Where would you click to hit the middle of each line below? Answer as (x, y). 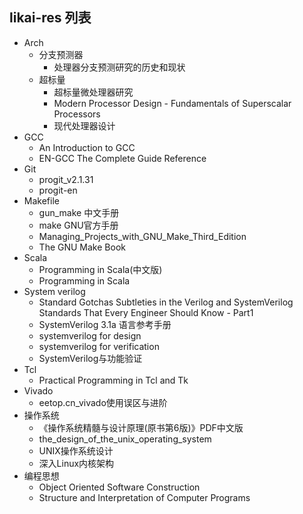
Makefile (41, 200)
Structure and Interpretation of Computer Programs (144, 497)
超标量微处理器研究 (93, 92)
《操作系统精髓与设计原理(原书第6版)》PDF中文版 (141, 427)
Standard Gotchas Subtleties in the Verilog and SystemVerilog (166, 302)
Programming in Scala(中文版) (100, 269)
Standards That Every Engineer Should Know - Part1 (146, 312)
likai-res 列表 (50, 18)
